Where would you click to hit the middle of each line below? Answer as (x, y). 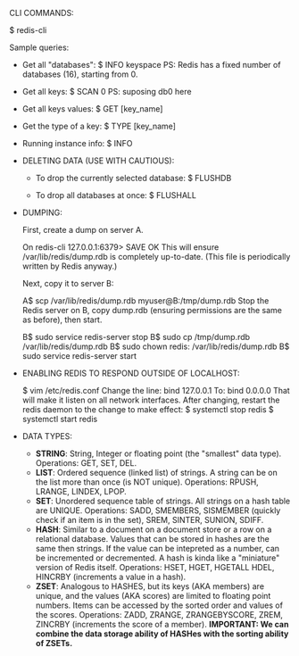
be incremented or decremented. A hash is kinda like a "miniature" (158, 558)
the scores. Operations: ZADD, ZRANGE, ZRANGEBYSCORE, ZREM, (159, 614)
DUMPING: (42, 212)
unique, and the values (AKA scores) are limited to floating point (153, 596)
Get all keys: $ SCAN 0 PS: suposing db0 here (107, 91)
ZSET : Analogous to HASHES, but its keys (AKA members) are (150, 586)
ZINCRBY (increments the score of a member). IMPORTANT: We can (162, 624)
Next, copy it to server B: (68, 283)
